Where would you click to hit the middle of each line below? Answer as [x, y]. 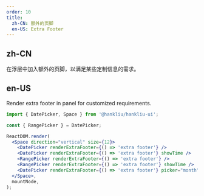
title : [15, 18]
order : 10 [19, 12]
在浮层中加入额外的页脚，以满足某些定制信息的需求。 [73, 69]
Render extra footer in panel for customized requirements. [79, 103]
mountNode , [25, 181]
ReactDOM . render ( [28, 136]
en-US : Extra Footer [38, 29]
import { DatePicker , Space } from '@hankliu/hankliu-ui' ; [83, 114]
